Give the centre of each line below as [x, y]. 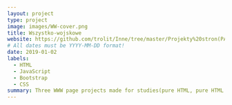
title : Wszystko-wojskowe [44, 33]
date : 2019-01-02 [32, 52]
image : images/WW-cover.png [48, 26]
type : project [28, 20]
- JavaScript [32, 71]
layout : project [30, 13]
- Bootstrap [31, 78]
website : [20, 39]
